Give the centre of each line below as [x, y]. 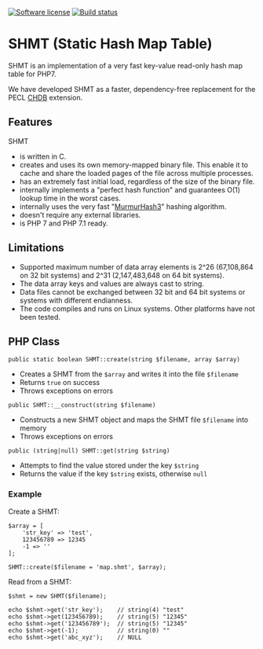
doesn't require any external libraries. [80, 214]
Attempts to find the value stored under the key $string [109, 466]
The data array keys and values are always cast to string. [111, 284]
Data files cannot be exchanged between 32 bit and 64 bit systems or [132, 291]
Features [30, 122]
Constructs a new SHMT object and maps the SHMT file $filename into [134, 420]
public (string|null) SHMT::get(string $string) [89, 451]
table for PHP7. [32, 74]
